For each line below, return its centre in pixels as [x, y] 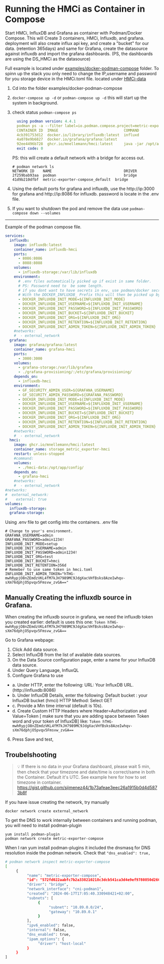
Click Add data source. [35, 650]
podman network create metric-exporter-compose [54, 838]
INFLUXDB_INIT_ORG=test [29, 557]
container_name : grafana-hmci [45, 349]
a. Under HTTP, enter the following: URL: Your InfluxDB [67, 685]
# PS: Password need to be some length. [61, 286]
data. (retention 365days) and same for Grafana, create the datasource [76, 48]
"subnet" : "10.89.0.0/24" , [76, 907]
